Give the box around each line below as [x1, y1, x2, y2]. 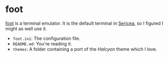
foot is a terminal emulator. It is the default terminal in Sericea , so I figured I [5, 20, 163, 26]
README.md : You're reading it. [12, 40, 73, 46]
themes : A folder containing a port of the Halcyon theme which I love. [12, 46, 157, 52]
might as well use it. [5, 25, 47, 31]
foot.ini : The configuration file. [12, 35, 81, 41]
